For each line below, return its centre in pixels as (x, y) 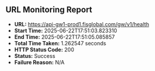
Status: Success (35, 55)
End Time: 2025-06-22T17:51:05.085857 (64, 37)
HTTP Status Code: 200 (44, 50)
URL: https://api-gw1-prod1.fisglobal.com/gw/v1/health (82, 24)
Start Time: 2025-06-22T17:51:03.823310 (66, 30)
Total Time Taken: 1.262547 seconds (60, 43)
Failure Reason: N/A (39, 62)
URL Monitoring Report (49, 10)
